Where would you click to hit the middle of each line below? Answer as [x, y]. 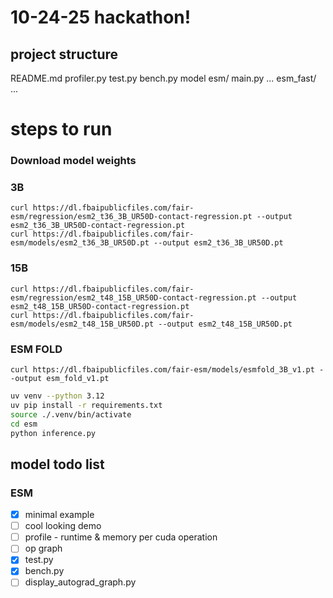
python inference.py [53, 433]
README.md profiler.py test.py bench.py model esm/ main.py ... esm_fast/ [163, 78]
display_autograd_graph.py [80, 582]
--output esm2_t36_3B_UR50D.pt [218, 243]
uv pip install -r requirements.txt [86, 405]
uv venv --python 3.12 [57, 396]
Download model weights [73, 161]
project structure [64, 54]
